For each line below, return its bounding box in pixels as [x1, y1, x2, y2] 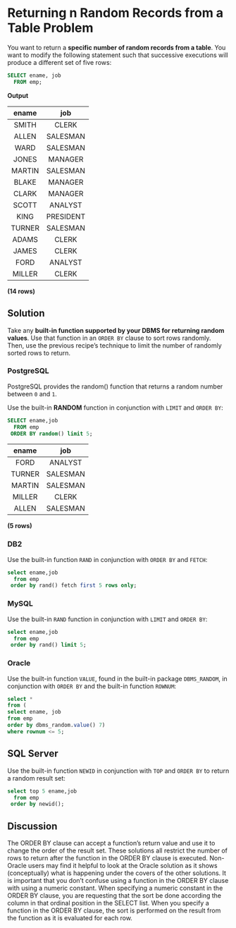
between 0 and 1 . [7, 389, 58, 398]
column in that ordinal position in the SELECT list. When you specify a [7, 899, 209, 908]
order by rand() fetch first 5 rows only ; [10, 582, 137, 590]
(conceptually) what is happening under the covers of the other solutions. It [7, 869, 227, 877]
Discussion [7, 820, 58, 832]
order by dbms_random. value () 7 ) [7, 721, 106, 729]
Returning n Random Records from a [7, 5, 224, 21]
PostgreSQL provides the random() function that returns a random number [7, 382, 223, 391]
